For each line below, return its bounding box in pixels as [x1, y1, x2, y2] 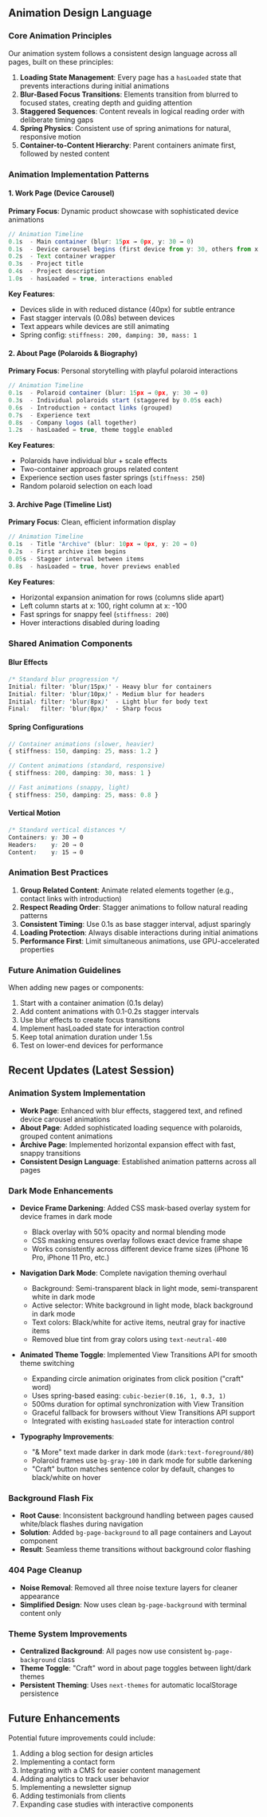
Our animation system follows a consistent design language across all [8, 48, 238, 58]
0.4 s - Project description [8, 267, 105, 275]
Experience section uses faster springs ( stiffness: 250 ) [19, 473, 206, 482]
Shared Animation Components [8, 638, 133, 649]
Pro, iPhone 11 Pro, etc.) [31, 1253, 110, 1262]
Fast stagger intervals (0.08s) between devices [19, 313, 175, 323]
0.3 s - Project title [8, 259, 84, 268]
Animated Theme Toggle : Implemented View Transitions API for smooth [19, 1350, 257, 1360]
